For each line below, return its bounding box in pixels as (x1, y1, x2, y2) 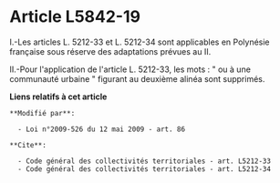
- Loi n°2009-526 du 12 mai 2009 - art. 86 (17, 125, 185, 134)
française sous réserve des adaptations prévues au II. (9, 46, 212, 56)
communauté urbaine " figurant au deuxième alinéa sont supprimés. (9, 73, 265, 84)
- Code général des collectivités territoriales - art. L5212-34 (17, 164, 272, 174)
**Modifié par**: (9, 108, 76, 117)
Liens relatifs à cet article (9, 91, 108, 102)
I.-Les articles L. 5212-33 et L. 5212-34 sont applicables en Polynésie (9, 36, 271, 47)
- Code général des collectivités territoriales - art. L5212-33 (17, 157, 272, 166)
